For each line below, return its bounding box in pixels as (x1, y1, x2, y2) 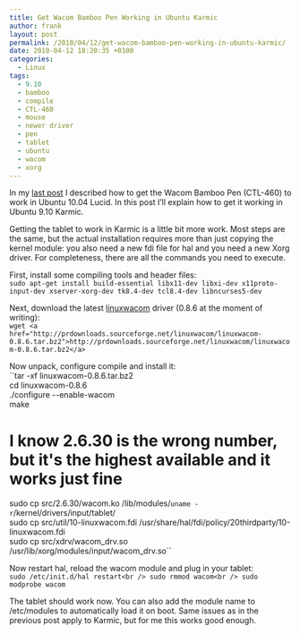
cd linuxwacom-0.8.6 (9, 380, 88, 390)
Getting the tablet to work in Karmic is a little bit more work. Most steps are (9, 224, 286, 235)
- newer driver (17, 122, 74, 131)
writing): (9, 313, 40, 323)
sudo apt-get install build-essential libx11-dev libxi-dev (9, 279, 239, 288)
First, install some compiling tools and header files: (9, 270, 197, 280)
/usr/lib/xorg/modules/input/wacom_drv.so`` (9, 545, 172, 556)
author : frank (9, 21, 63, 30)
